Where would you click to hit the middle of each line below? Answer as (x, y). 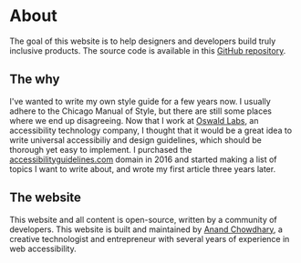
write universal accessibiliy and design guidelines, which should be (135, 140)
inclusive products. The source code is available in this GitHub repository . (148, 50)
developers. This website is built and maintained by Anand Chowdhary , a (146, 229)
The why (35, 80)
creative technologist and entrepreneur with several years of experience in (150, 238)
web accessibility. (43, 248)
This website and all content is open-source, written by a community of (144, 219)
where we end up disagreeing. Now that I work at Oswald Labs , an (134, 120)
